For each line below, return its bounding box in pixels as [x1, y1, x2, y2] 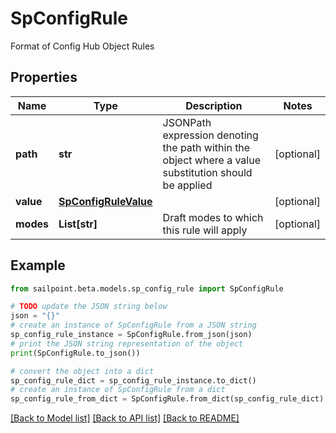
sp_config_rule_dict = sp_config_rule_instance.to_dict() [10, 375, 257, 386]
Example [10, 257, 66, 274]
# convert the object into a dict [10, 366, 155, 376]
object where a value [162, 153, 261, 167]
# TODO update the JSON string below [10, 302, 168, 312]
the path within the [162, 140, 251, 154]
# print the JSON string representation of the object [10, 338, 244, 349]
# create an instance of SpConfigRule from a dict [10, 385, 226, 395]
